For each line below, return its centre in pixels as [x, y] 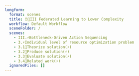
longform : [15, 10]
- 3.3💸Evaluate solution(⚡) [43, 56]
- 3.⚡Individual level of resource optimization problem [74, 42]
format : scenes [25, 14]
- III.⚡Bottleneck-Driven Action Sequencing [61, 38]
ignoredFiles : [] [27, 65]
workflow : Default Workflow [38, 24]
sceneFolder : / [25, 28]
